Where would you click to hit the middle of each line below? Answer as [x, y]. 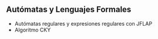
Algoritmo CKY [33, 30]
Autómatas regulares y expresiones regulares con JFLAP [83, 23]
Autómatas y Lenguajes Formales [69, 10]
